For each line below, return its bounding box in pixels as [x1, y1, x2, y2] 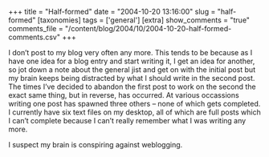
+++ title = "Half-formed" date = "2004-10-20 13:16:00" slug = [8, 7, 216, 16]
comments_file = [8, 24, 63, 33]
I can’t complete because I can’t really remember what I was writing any [8, 116, 247, 125]
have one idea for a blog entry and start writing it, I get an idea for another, [8, 56, 255, 66]
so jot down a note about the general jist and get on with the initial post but [8, 65, 255, 74]
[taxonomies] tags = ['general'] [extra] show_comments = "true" [37, 15, 251, 25]
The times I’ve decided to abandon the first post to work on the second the [8, 82, 256, 91]
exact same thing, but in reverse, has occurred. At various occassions [8, 91, 239, 99]
